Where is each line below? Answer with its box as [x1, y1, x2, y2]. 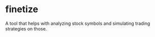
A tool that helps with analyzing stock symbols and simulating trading [5, 20, 150, 26]
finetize [5, 4, 39, 15]
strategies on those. [5, 25, 47, 31]
